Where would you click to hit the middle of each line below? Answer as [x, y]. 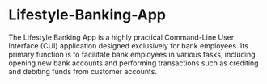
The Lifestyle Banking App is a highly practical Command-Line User [121, 37]
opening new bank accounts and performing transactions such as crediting [133, 63]
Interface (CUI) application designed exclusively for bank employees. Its [129, 45]
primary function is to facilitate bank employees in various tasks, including [132, 54]
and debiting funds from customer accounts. [83, 71]
